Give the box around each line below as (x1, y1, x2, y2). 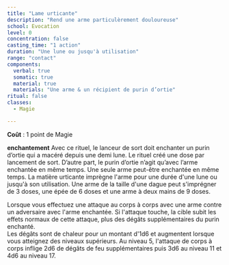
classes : (7, 99, 32, 106)
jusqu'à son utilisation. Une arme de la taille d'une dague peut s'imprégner (7, 179, 217, 188)
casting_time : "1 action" (7, 42, 81, 49)
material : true (13, 80, 57, 87)
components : (7, 61, 41, 68)
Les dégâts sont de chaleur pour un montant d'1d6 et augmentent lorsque (7, 229, 215, 238)
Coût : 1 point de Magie (7, 130, 73, 138)
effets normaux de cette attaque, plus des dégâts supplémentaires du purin (7, 215, 220, 223)
